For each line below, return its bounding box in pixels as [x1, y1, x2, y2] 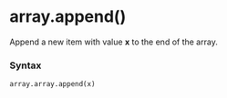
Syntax [9, 59, 42, 72]
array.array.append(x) [9, 80, 96, 89]
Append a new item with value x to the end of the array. [9, 36, 219, 47]
